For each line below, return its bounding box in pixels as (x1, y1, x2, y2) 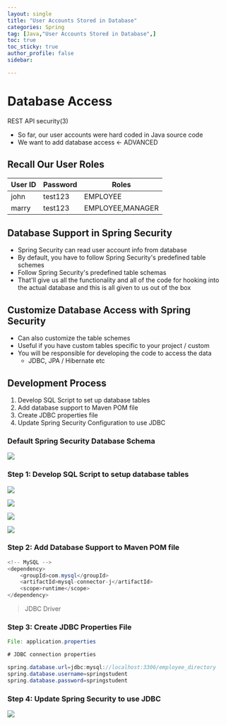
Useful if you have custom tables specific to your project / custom (17, 342, 210, 350)
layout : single (7, 10, 52, 18)
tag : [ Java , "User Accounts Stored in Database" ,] (7, 30, 157, 38)
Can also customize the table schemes (17, 334, 131, 342)
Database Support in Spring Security (7, 227, 173, 239)
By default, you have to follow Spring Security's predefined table (17, 253, 206, 262)
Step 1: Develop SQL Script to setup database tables (7, 469, 189, 479)
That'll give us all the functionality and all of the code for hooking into (17, 276, 220, 284)
